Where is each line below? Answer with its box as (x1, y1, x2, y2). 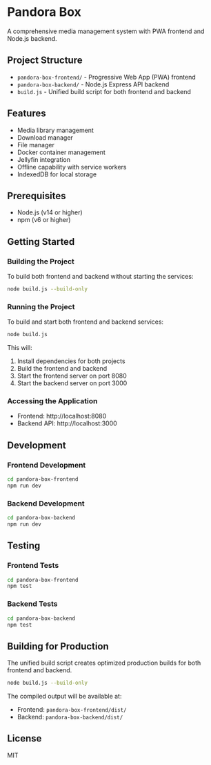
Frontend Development (7, 460, 86, 470)
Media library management (17, 126, 94, 134)
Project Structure (7, 55, 83, 66)
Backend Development (7, 499, 85, 508)
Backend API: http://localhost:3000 (17, 419, 117, 427)
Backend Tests (7, 599, 58, 609)
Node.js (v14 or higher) (17, 208, 83, 216)
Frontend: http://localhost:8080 (17, 412, 107, 421)
